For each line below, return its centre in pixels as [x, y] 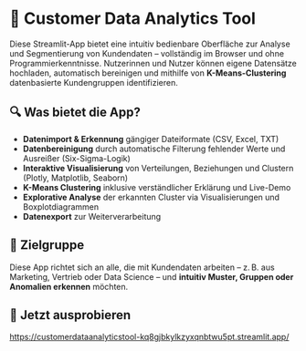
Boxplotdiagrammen [60, 206]
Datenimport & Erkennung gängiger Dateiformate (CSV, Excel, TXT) [151, 139]
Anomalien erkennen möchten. [69, 286]
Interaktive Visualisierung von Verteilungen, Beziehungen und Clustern [158, 168]
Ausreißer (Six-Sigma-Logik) [76, 158]
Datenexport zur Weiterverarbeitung [92, 216]
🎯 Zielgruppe [47, 245]
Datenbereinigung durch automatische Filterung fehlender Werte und [154, 149]
